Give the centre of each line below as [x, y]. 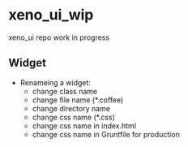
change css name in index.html [84, 125]
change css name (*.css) [74, 117]
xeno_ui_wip [51, 15]
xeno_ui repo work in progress [59, 37]
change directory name [71, 108]
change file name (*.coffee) [78, 100]
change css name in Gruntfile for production [106, 134]
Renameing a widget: [56, 82]
